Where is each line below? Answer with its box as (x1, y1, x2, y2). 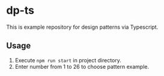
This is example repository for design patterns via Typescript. (6, 23, 159, 31)
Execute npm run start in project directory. (14, 56, 121, 63)
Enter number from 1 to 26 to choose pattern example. (14, 63, 149, 70)
